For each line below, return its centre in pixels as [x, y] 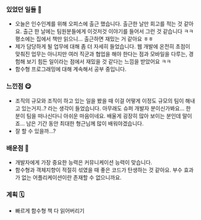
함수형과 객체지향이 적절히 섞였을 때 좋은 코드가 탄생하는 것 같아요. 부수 [99, 170]
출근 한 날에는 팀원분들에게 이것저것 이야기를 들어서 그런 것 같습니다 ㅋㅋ [109, 31]
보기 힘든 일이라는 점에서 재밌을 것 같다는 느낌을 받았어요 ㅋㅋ [99, 62]
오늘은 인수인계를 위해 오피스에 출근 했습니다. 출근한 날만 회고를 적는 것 [99, 24]
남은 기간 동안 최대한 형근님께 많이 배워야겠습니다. [85, 123]
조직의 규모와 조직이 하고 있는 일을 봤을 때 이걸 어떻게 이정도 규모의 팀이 [99, 100]
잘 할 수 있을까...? [35, 131]
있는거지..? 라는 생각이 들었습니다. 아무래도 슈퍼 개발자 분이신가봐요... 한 [106, 108]
